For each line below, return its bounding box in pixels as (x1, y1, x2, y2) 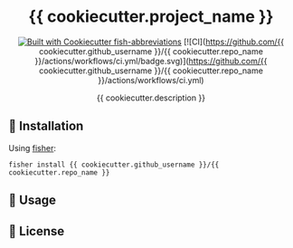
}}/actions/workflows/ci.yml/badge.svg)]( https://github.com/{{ (34, 55, 268, 66)
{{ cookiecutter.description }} (97, 92, 205, 103)
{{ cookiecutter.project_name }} (28, 6, 274, 27)
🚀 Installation (8, 119, 84, 134)
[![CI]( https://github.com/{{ (183, 36, 285, 47)
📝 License (8, 224, 65, 239)
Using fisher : (8, 142, 56, 153)
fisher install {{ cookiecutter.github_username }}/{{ (8, 160, 220, 169)
